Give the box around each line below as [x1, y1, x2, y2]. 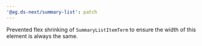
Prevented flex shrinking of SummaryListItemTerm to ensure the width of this [6, 26, 196, 33]
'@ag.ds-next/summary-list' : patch [6, 9, 98, 15]
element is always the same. [6, 32, 78, 40]
